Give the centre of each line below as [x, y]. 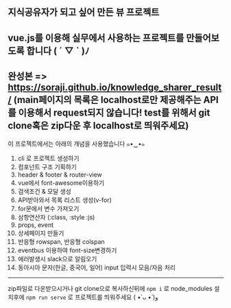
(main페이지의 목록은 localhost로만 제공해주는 [107, 100]
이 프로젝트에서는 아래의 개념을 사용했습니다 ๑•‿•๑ [76, 144]
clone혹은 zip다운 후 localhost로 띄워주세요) [98, 126]
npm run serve [46, 298]
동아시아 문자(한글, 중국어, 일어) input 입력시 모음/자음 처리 [97, 267]
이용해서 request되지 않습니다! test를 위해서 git [114, 113]
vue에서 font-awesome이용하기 [61, 183]
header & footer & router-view [60, 175]
